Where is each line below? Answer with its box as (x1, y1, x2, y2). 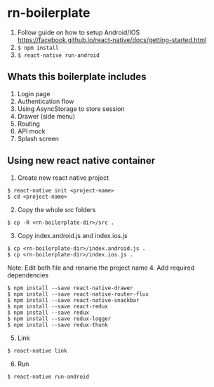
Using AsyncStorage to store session (17, 104, 125, 113)
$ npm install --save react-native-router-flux (7, 290, 149, 298)
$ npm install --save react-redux (7, 303, 109, 310)
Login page (17, 89, 51, 98)
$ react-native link (7, 347, 68, 354)
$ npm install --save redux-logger (7, 315, 112, 322)
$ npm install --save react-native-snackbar (7, 296, 140, 303)
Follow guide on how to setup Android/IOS (17, 28, 140, 37)
